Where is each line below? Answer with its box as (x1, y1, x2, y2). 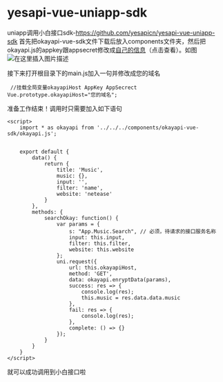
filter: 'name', (56, 184, 104, 191)
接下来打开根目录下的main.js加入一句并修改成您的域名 (7, 69, 161, 77)
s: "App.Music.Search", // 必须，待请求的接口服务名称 (68, 228, 216, 235)
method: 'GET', (68, 270, 113, 277)
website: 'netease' (56, 190, 113, 197)
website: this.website (68, 246, 135, 253)
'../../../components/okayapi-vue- (96, 124, 199, 131)
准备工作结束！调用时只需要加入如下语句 (7, 104, 122, 112)
